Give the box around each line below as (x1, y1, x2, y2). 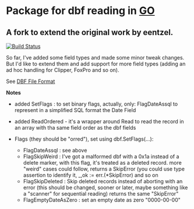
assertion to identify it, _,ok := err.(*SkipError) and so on (23, 172, 158, 179)
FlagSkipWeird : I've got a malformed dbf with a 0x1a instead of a (23, 153, 179, 160)
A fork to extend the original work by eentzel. (6, 27, 174, 37)
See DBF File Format (6, 78, 55, 85)
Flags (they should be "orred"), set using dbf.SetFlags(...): (14, 135, 154, 142)
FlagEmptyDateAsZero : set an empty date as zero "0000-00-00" (23, 197, 181, 203)
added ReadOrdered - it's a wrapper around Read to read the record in (14, 118, 185, 125)
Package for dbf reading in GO (6, 4, 156, 18)
